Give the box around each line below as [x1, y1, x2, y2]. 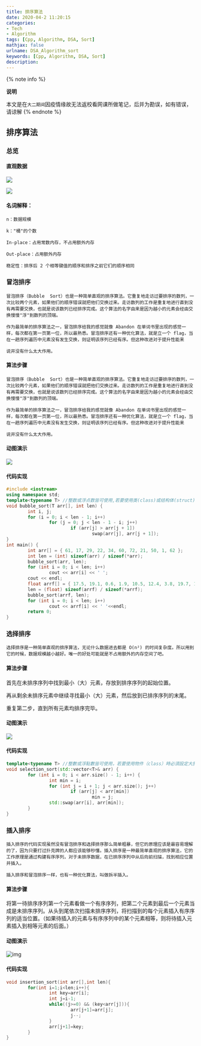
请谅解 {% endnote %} [6, 108, 62, 115]
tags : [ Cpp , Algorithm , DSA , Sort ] [6, 37, 95, 43]
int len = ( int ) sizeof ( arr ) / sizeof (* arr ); [28, 553, 144, 559]
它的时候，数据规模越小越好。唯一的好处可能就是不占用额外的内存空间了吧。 [6, 651, 167, 657]
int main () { [6, 542, 39, 548]
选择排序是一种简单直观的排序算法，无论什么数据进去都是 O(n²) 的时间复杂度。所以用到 [6, 645, 194, 651]
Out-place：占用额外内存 [6, 251, 62, 258]
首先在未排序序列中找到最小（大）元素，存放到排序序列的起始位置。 [6, 679, 174, 686]
